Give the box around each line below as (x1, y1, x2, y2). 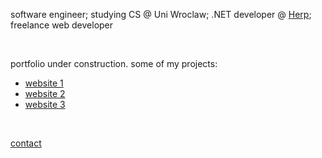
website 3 (24, 99, 66, 110)
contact (10, 137, 42, 149)
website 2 (24, 88, 66, 99)
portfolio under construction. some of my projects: (10, 58, 218, 69)
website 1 (24, 77, 64, 89)
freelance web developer (10, 19, 114, 31)
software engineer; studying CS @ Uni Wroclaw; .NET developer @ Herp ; (10, 9, 312, 20)
